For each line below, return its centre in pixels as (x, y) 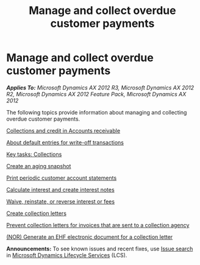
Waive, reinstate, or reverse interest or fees (60, 201)
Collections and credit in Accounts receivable (63, 130)
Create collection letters (37, 213)
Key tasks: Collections (34, 154)
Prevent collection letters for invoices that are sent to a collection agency (98, 225)
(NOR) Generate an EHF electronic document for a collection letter (90, 237)
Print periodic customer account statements (62, 178)
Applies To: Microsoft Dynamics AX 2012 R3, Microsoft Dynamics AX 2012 (100, 87)
